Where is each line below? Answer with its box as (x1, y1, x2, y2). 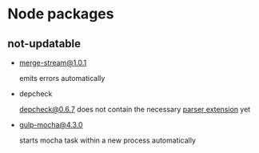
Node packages (7, 5, 114, 23)
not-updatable (7, 37, 82, 50)
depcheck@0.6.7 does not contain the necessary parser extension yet (18, 105, 251, 114)
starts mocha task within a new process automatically (18, 135, 197, 145)
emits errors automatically (18, 74, 106, 83)
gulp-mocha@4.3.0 (18, 120, 83, 129)
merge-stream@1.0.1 (18, 58, 87, 67)
